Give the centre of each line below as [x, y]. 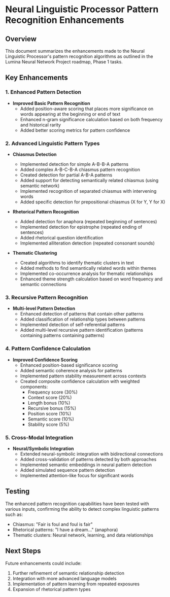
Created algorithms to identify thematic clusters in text [77, 263]
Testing [18, 491]
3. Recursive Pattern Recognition [47, 297]
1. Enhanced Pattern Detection [43, 92]
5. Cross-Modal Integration [39, 437]
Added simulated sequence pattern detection [67, 470]
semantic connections [43, 284]
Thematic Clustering [35, 253]
